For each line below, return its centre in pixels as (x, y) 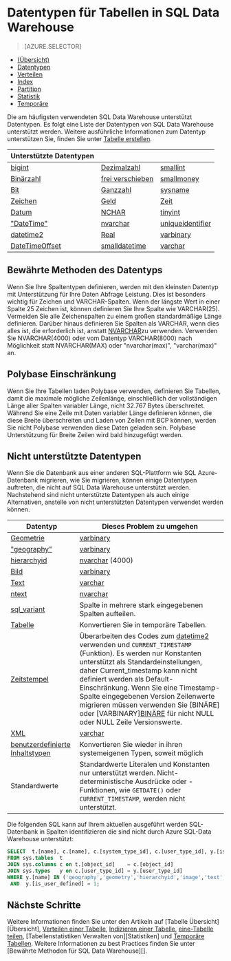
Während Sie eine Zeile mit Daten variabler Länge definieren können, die (110, 413)
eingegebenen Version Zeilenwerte (158, 697)
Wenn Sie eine (154, 688)
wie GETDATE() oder (150, 790)
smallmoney (180, 178)
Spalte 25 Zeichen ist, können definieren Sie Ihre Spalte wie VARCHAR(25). (113, 308)
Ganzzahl (116, 189)
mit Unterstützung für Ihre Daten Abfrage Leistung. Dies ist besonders (107, 294)
